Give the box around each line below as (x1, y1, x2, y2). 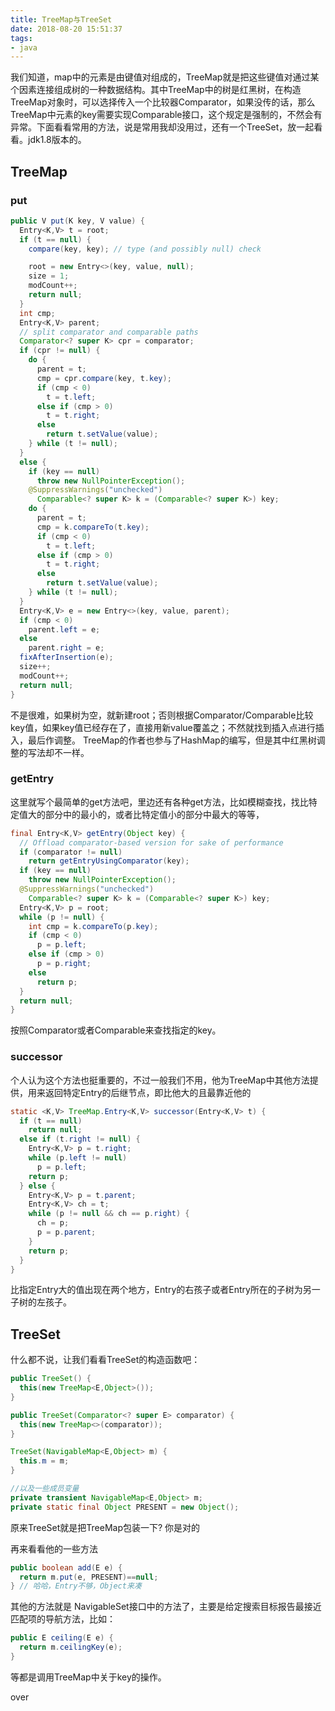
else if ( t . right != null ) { (19, 1134, 141, 1145)
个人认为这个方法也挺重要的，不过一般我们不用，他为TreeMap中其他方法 (10, 1074, 310, 1086)
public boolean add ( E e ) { (10, 1562, 123, 1573)
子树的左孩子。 (10, 1296, 72, 1308)
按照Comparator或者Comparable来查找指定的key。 (10, 1024, 222, 1036)
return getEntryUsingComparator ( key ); (28, 856, 190, 866)
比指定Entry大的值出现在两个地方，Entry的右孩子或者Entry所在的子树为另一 (10, 1284, 321, 1296)
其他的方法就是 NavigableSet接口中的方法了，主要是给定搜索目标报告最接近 (10, 1601, 322, 1613)
